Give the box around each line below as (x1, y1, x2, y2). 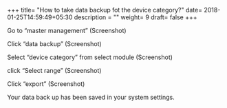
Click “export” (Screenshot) (7, 80, 85, 88)
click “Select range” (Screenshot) (7, 67, 102, 74)
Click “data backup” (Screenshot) (7, 40, 102, 47)
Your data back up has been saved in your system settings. (7, 93, 175, 101)
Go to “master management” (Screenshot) (7, 27, 127, 34)
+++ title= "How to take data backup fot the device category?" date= (7, 6, 203, 14)
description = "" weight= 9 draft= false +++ (74, 13, 197, 21)
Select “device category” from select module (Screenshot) (7, 53, 173, 61)
